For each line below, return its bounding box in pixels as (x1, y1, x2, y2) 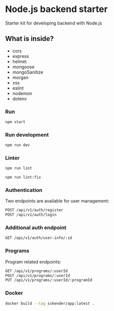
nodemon (12, 90, 32, 96)
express (12, 53, 29, 59)
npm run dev (5, 142, 30, 148)
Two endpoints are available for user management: (5, 198, 110, 204)
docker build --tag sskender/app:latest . (5, 301, 95, 306)
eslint (12, 85, 24, 91)
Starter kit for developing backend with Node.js (5, 20, 102, 26)
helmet (12, 58, 27, 64)
